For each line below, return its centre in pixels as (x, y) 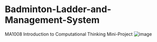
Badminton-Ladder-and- (58, 9)
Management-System (52, 20)
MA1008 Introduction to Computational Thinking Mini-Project (69, 34)
